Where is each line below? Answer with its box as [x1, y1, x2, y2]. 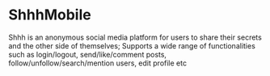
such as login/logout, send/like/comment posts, [8, 49, 167, 59]
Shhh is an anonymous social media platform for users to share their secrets [8, 32, 263, 42]
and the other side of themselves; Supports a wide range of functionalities [8, 40, 256, 50]
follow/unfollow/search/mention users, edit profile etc [8, 58, 188, 68]
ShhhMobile [8, 6, 91, 24]
